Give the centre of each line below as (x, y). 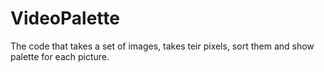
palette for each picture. (60, 56)
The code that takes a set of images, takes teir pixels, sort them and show (162, 46)
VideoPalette (65, 18)
